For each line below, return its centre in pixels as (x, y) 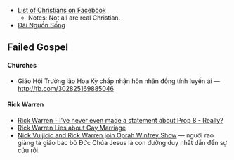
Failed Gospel (38, 48)
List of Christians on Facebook (62, 10)
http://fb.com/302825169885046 (66, 88)
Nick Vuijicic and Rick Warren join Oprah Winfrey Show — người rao (116, 135)
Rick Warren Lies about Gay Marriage (72, 128)
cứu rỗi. (28, 150)
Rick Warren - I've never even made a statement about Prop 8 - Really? (120, 120)
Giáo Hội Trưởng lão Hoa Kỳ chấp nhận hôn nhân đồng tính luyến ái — (118, 81)
